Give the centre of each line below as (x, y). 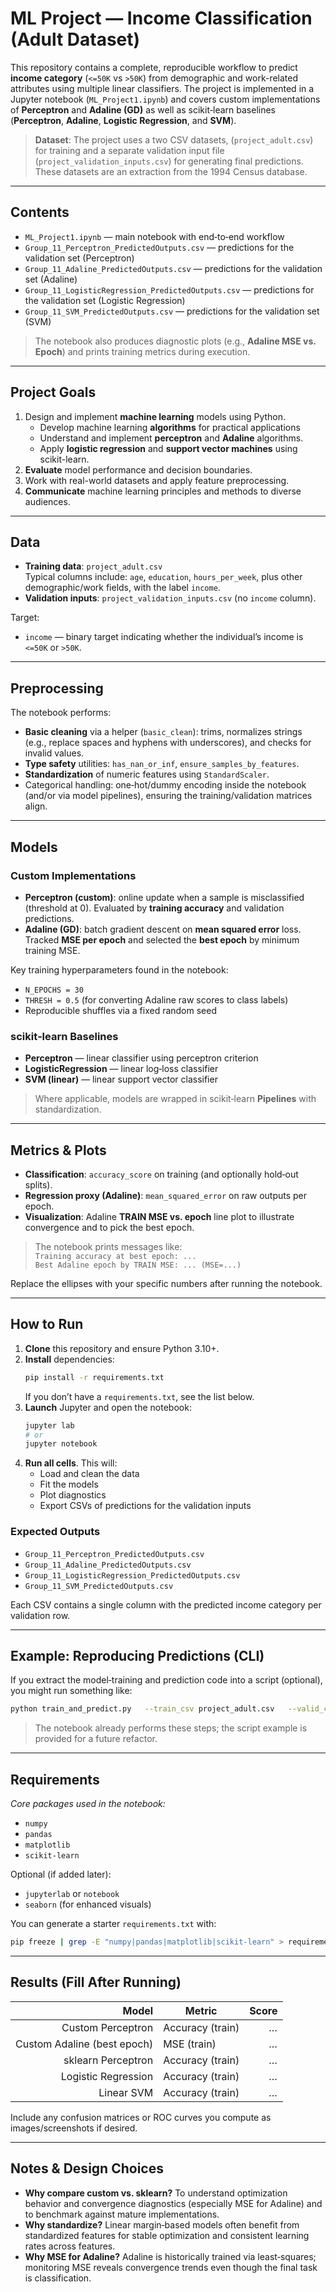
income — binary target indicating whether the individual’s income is (164, 637)
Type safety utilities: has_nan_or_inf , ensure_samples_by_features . (162, 764)
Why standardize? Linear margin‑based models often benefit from (162, 2224)
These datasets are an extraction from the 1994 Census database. (171, 171)
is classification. (58, 2278)
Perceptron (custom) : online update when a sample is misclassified (164, 897)
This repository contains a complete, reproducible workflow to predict (154, 67)
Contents (40, 212)
